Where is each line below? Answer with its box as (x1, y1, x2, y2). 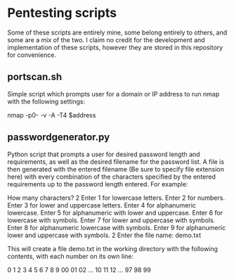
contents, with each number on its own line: (7, 252, 134, 260)
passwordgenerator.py (7, 132, 110, 144)
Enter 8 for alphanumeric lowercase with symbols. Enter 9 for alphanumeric (7, 223, 226, 231)
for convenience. (7, 51, 56, 59)
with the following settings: (7, 97, 86, 106)
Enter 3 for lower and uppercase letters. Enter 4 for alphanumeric (7, 201, 197, 209)
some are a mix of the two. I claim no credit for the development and (7, 35, 205, 44)
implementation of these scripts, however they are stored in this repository (7, 43, 223, 51)
